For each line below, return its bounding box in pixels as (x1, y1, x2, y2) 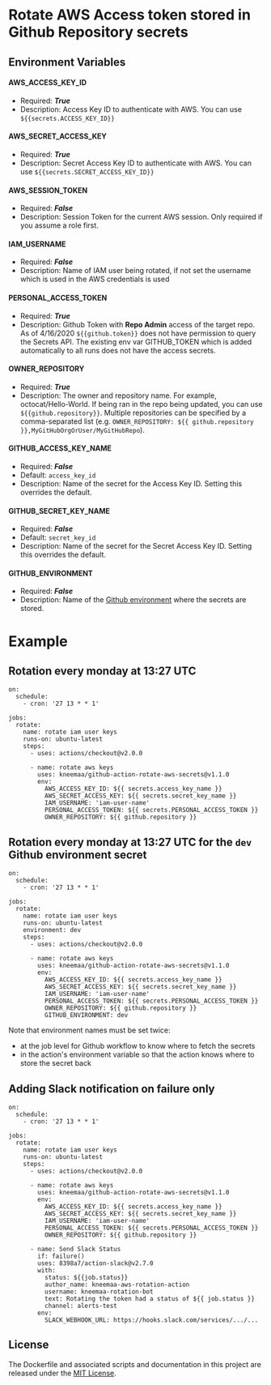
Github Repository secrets (8, 23, 188, 41)
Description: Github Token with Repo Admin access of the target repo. (19, 319, 256, 329)
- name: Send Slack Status (29, 1246, 121, 1254)
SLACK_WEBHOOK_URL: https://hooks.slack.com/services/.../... (44, 1316, 259, 1324)
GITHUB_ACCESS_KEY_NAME (8, 443, 112, 453)
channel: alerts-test (44, 1302, 117, 1310)
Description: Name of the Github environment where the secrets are (19, 595, 247, 605)
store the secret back (19, 1058, 91, 1068)
